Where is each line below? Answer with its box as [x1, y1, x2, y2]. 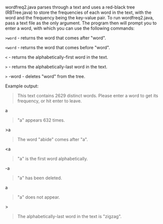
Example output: [5, 83, 39, 89]
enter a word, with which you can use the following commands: [5, 25, 135, 31]
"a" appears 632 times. [17, 117, 66, 123]
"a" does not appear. [17, 194, 60, 200]
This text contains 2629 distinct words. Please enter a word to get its [17, 93, 159, 98]
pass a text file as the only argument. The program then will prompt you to [5, 20, 157, 26]
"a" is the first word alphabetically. [17, 156, 88, 161]
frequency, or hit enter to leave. [17, 98, 82, 104]
